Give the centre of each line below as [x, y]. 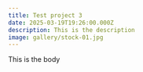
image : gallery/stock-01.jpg [56, 37]
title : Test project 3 [45, 15]
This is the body [34, 59]
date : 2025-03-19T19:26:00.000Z [61, 23]
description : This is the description [71, 30]
